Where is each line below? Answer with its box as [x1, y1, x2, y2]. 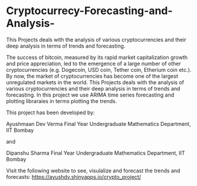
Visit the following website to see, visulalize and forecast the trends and [6, 167, 180, 174]
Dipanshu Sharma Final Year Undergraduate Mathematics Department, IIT [6, 149, 185, 157]
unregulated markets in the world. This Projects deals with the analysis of [6, 78, 185, 86]
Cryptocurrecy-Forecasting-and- [6, 4, 173, 18]
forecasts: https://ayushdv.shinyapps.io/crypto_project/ [6, 173, 142, 180]
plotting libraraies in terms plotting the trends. [6, 97, 117, 104]
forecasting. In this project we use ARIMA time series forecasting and [6, 91, 175, 98]
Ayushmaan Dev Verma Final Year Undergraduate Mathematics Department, [6, 120, 191, 127]
